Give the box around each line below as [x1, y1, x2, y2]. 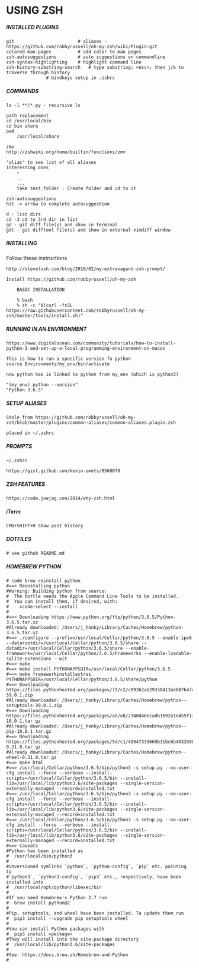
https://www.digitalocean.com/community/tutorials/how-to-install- [6, 340, 176, 346]
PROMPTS [6, 442, 33, 450]
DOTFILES [6, 535, 31, 542]
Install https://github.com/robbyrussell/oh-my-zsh [6, 277, 136, 283]
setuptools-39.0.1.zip [6, 702, 62, 708]
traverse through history [6, 69, 70, 76]
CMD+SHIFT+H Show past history [6, 523, 84, 529]
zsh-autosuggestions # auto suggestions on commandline [6, 54, 166, 60]
